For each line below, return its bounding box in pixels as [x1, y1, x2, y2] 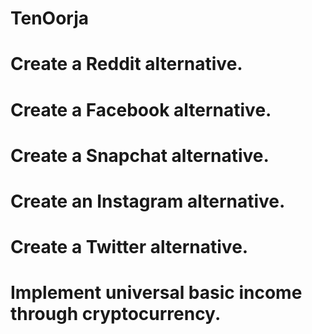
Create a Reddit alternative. [10, 53, 243, 76]
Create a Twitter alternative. [10, 236, 249, 259]
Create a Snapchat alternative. [10, 144, 270, 167]
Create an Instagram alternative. [10, 190, 286, 212]
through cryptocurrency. [10, 303, 222, 326]
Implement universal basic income [10, 282, 303, 304]
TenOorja [10, 7, 90, 30]
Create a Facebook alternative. [10, 98, 272, 121]
